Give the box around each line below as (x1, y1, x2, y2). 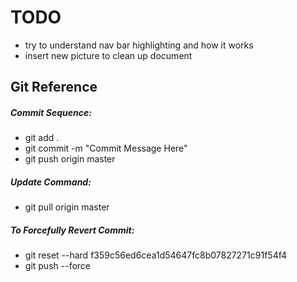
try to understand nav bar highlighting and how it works (24, 39, 254, 51)
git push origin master (24, 153, 116, 165)
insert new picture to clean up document (24, 49, 193, 61)
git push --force (24, 260, 91, 272)
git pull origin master (24, 201, 110, 213)
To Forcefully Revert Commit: (10, 224, 135, 236)
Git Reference (10, 79, 98, 96)
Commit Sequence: (10, 106, 92, 118)
